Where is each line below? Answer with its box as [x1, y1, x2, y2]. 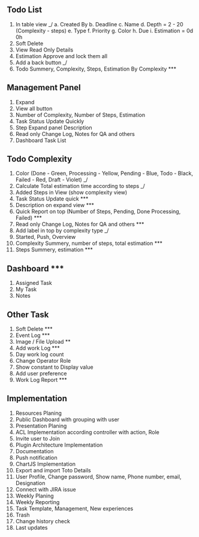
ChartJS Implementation [15, 460, 76, 468]
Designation [15, 479, 46, 487]
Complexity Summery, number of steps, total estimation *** [15, 239, 162, 247]
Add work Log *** [15, 344, 61, 352]
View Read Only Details [15, 46, 74, 53]
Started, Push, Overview [15, 233, 76, 241]
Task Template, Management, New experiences [15, 505, 134, 512]
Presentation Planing [15, 422, 67, 429]
